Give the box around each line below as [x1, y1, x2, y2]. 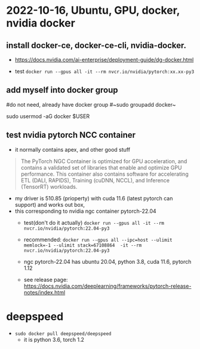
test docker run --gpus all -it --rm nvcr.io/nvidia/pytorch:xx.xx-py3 [14, 68, 195, 75]
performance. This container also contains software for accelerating [20, 170, 189, 177]
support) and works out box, [14, 201, 85, 208]
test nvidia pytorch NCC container [6, 130, 136, 140]
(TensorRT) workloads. [20, 183, 78, 190]
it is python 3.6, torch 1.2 [23, 336, 85, 343]
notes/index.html [23, 288, 66, 296]
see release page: [23, 276, 68, 283]
